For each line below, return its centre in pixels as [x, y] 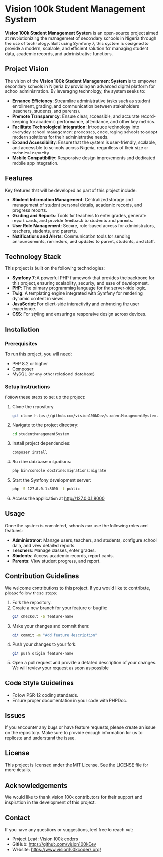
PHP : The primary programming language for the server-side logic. [79, 288]
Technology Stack [33, 256]
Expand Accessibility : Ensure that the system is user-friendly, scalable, [84, 142]
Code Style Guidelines [39, 683]
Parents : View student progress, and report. [56, 561]
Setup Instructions [27, 386]
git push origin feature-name [43, 654]
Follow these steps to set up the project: [45, 397]
